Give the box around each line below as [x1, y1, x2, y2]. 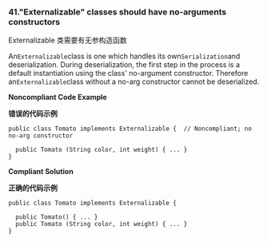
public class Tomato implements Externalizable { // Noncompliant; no [8, 125, 252, 133]
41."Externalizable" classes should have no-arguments [8, 6, 227, 18]
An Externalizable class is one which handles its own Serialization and [8, 51, 241, 61]
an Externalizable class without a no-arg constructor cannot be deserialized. [8, 77, 260, 86]
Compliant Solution [8, 167, 74, 177]
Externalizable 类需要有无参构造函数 [8, 35, 127, 46]
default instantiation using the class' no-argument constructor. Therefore [8, 69, 249, 78]
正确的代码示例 [8, 183, 58, 193]
